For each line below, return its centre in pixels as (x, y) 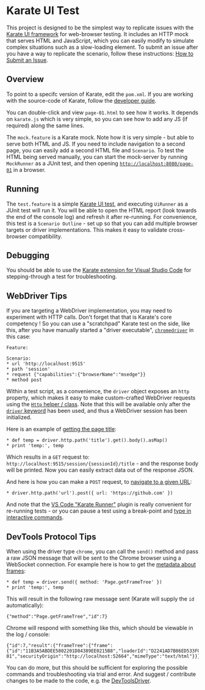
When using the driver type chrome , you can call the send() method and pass (103, 551)
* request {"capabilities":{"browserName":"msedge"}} (76, 375)
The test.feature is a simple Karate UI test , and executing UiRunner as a (97, 204)
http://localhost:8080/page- (157, 164)
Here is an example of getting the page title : (62, 429)
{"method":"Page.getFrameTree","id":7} (57, 617)
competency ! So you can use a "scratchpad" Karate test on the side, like (98, 324)
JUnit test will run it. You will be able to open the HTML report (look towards (102, 210)
